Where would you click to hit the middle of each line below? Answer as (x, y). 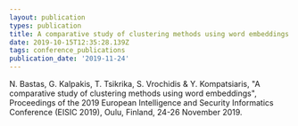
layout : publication (48, 17)
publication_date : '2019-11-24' (69, 59)
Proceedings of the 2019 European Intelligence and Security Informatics (141, 102)
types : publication (46, 26)
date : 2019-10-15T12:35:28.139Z (69, 42)
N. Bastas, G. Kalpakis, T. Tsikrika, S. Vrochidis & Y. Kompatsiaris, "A (135, 84)
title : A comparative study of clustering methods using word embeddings (149, 34)
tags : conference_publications (67, 51)
